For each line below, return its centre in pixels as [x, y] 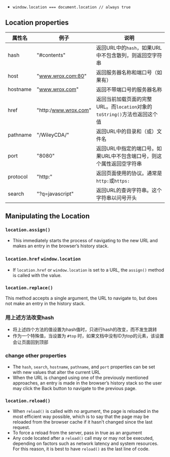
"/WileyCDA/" [53, 135]
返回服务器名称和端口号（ [126, 72]
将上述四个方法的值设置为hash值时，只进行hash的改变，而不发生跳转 [85, 330]
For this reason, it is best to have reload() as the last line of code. [81, 449]
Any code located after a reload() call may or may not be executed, [83, 438]
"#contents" [51, 55]
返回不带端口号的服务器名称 [129, 89]
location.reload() [28, 401]
